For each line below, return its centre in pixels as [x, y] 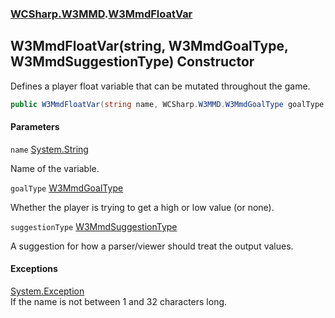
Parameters [35, 127]
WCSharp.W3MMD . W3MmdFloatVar [101, 14]
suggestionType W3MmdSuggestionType [94, 226]
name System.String [49, 149]
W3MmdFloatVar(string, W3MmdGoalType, [149, 46]
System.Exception [47, 291]
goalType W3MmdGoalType [67, 188]
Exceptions [34, 269]
